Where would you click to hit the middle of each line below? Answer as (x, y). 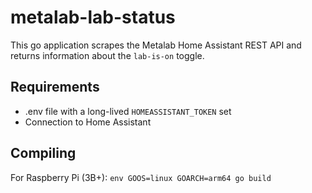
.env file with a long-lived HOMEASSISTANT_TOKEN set (128, 111)
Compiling (43, 153)
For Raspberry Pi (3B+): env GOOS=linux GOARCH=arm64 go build (141, 177)
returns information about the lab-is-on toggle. (107, 55)
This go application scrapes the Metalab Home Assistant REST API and (156, 45)
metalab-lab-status (93, 17)
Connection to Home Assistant (88, 122)
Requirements (55, 87)
